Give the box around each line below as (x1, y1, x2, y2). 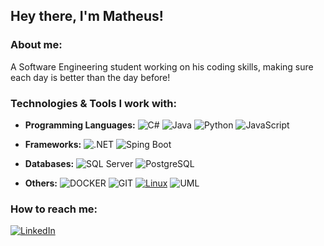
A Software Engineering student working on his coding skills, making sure (10, 60, 314, 73)
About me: (10, 38, 63, 52)
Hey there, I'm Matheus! (10, 8, 164, 25)
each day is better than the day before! (10, 71, 171, 83)
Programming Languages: (24, 119, 136, 131)
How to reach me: (10, 202, 98, 216)
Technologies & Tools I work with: (10, 96, 177, 110)
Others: (24, 177, 58, 189)
